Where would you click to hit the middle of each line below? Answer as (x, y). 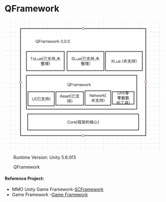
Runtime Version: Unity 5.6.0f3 (45, 157)
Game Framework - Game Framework (50, 195)
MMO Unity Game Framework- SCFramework (58, 190)
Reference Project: (24, 178)
